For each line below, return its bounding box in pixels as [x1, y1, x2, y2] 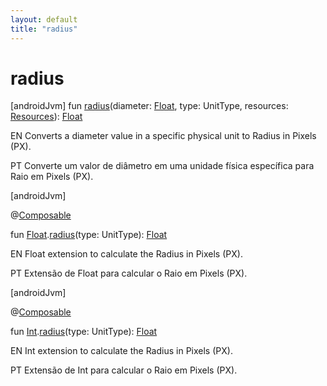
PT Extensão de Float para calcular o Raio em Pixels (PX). [10, 267, 248, 280]
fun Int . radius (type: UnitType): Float [10, 326, 158, 338]
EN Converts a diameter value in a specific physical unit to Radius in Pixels [10, 130, 317, 142]
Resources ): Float [10, 111, 83, 123]
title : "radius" [10, 24, 78, 34]
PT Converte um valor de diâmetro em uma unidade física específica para [10, 160, 315, 172]
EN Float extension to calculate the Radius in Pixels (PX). [10, 248, 243, 260]
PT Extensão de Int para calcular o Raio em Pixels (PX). [10, 364, 238, 376]
